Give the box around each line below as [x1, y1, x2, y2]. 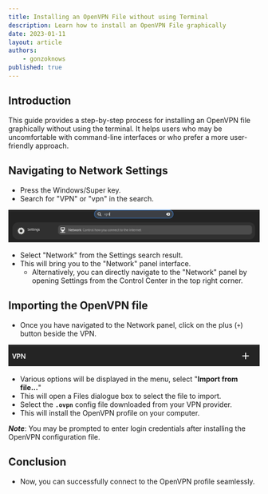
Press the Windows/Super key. [19, 185, 121, 195]
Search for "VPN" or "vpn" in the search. [19, 193, 154, 203]
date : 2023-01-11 [8, 30, 66, 38]
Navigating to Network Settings [8, 164, 168, 177]
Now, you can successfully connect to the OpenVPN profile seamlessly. [19, 476, 255, 486]
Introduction [8, 94, 72, 108]
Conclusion [8, 456, 67, 469]
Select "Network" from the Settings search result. [19, 250, 183, 260]
